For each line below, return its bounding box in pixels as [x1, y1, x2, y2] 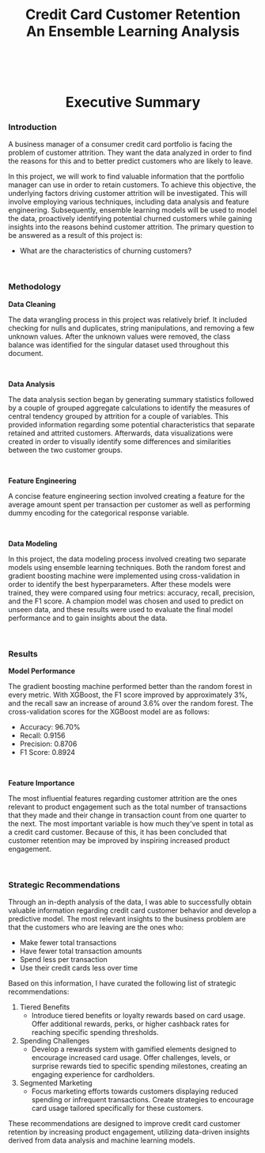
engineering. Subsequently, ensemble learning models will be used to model [8, 205, 257, 215]
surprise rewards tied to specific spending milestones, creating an [31, 1061, 248, 1071]
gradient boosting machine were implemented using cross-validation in [8, 571, 240, 580]
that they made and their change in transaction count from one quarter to [8, 810, 247, 820]
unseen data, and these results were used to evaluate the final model [8, 604, 233, 614]
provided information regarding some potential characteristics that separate [8, 419, 256, 429]
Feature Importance [8, 779, 75, 788]
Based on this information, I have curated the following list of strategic [8, 979, 237, 988]
